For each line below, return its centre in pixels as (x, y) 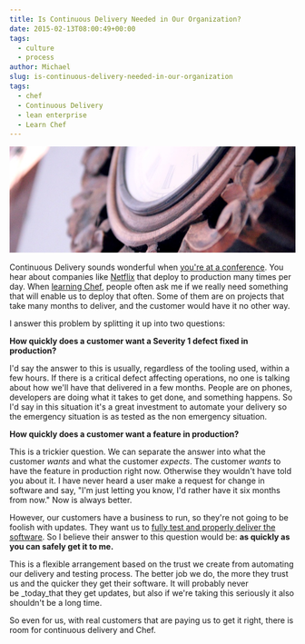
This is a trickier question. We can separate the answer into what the (138, 451)
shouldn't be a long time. (56, 602)
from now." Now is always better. (71, 500)
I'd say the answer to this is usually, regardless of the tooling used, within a (150, 368)
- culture (36, 48)
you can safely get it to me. (62, 546)
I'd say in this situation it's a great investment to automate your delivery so (148, 406)
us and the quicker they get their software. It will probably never (129, 583)
